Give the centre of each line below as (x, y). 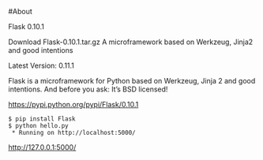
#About (21, 11)
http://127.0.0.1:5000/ (42, 147)
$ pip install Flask (42, 119)
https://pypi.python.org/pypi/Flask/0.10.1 (73, 104)
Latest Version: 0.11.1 (41, 65)
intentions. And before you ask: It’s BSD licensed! (88, 89)
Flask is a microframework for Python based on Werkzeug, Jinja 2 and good (132, 81)
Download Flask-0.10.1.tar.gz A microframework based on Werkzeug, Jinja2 (131, 42)
